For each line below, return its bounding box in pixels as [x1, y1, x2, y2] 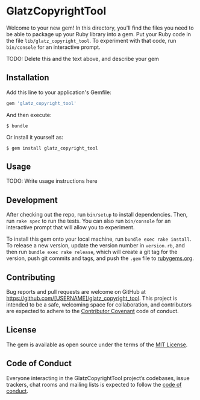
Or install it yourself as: [6, 133, 63, 141]
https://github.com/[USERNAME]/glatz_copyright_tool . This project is [6, 294, 178, 302]
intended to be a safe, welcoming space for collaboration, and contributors [6, 301, 192, 308]
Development [6, 195, 58, 205]
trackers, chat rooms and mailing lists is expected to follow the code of [6, 381, 182, 388]
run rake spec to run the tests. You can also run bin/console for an [6, 217, 171, 224]
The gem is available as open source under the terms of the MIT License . [6, 341, 188, 348]
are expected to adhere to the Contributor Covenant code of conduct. [6, 308, 179, 315]
